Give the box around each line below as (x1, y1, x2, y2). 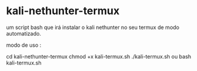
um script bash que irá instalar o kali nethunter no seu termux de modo (6, 24, 180, 31)
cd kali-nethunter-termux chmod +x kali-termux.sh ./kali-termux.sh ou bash (6, 53, 192, 60)
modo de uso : (6, 41, 42, 49)
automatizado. (6, 30, 42, 37)
